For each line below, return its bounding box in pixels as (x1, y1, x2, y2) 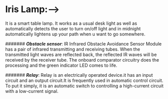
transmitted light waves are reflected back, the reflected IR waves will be (5, 52, 157, 58)
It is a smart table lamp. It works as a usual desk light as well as (5, 20, 138, 26)
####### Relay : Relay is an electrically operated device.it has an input (5, 72, 153, 78)
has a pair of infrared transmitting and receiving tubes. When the (5, 46, 140, 52)
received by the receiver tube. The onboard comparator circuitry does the (5, 57, 159, 63)
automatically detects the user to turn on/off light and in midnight (5, 25, 141, 31)
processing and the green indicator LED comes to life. (5, 62, 117, 68)
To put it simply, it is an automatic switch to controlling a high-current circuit (5, 82, 164, 89)
